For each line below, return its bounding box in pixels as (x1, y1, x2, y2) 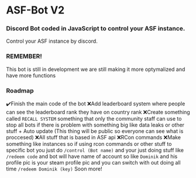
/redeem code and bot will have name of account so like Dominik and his (6, 153, 178, 160)
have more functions (6, 71, 56, 79)
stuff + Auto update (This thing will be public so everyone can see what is (6, 128, 184, 135)
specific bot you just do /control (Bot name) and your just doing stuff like (6, 147, 184, 154)
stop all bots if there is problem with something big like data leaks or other (6, 121, 185, 129)
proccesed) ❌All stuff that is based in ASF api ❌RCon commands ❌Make (6, 134, 181, 141)
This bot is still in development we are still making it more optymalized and (6, 66, 185, 73)
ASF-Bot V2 (6, 4, 65, 17)
